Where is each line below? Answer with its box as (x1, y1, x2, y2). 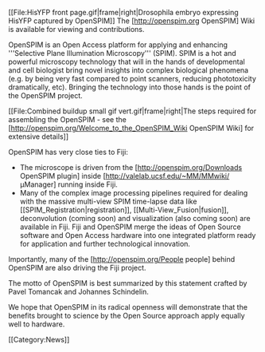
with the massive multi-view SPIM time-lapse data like (19, 196, 197, 206)
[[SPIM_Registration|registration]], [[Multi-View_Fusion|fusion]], (19, 205, 229, 215)
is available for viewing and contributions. (8, 25, 145, 34)
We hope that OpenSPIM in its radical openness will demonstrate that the (8, 303, 248, 311)
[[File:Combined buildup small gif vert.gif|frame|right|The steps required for (8, 106, 257, 116)
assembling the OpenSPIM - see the (8, 115, 127, 124)
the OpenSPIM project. (8, 91, 84, 100)
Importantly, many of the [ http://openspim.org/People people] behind (8, 255, 236, 263)
